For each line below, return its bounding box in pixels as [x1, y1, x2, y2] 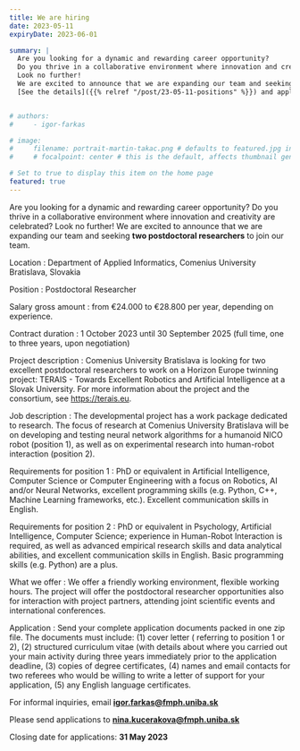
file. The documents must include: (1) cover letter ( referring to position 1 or [9, 632, 286, 643]
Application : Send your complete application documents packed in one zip [9, 622, 286, 633]
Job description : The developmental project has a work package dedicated [9, 410, 288, 421]
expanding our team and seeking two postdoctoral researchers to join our [9, 230, 284, 241]
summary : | [9, 46, 50, 55]
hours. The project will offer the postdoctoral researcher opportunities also [9, 585, 284, 596]
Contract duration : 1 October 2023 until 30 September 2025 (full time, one [9, 328, 284, 338]
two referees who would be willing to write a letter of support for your [9, 670, 265, 680]
